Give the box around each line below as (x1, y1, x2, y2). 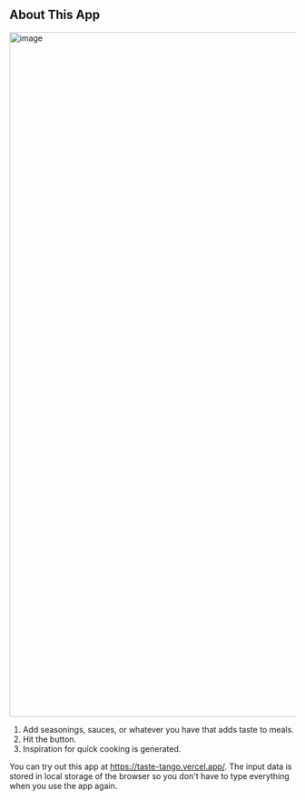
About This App (9, 7, 101, 23)
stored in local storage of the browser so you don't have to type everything (9, 770, 290, 781)
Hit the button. (22, 734, 77, 745)
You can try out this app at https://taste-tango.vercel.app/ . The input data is (9, 761, 292, 772)
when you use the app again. (9, 780, 118, 791)
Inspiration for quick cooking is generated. (22, 743, 182, 754)
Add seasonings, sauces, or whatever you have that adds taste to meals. (22, 724, 295, 735)
